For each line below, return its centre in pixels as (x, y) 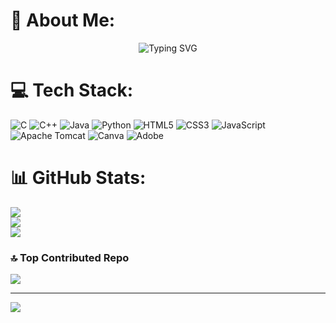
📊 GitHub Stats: (78, 178)
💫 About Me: (63, 20)
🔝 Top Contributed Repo (70, 257)
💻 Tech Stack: (72, 90)
